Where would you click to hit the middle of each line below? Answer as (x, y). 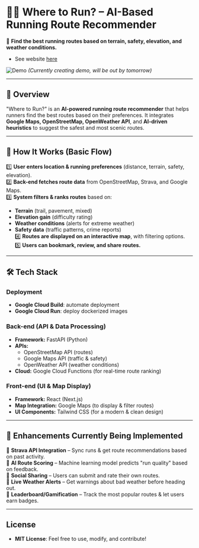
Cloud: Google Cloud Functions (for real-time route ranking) (88, 371)
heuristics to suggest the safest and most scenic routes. (75, 127)
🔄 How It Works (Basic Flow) (59, 152)
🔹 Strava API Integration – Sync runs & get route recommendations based (97, 450)
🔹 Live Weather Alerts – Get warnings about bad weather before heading (96, 482)
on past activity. (26, 456)
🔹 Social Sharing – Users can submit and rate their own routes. (83, 475)
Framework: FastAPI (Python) (51, 339)
